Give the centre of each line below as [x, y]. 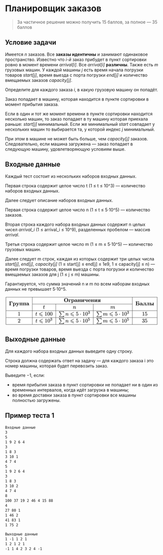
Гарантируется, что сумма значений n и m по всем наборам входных [77, 284]
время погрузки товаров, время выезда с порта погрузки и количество [80, 269]
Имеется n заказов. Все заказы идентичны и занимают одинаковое [77, 54]
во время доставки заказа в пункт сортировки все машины [74, 395]
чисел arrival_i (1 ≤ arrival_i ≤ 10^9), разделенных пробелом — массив [78, 229]
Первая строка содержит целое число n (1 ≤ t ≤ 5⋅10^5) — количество [78, 210]
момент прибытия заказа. [32, 104]
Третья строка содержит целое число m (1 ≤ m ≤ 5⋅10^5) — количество [79, 244]
